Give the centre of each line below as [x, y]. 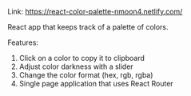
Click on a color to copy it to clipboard [82, 58]
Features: [23, 42]
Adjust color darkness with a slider [76, 66]
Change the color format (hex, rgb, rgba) [86, 75]
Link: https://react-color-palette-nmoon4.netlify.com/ [95, 12]
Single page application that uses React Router [96, 84]
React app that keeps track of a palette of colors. [88, 27]
